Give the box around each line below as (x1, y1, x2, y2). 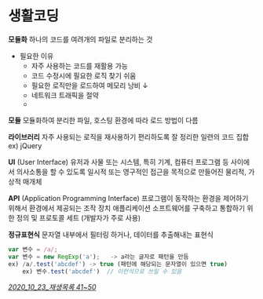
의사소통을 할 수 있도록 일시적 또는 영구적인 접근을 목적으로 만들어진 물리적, (16, 166, 247, 177)
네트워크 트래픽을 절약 (31, 90, 100, 100)
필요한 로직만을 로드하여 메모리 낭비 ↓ (31, 80, 149, 90)
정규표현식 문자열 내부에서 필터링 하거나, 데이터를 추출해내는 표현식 (8, 229, 214, 239)
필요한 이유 (19, 51, 54, 60)
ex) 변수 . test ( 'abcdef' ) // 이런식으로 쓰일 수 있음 (22, 268, 182, 275)
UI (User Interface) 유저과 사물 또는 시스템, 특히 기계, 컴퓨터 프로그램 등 (8, 157, 229, 166)
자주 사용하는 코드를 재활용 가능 (31, 60, 128, 71)
